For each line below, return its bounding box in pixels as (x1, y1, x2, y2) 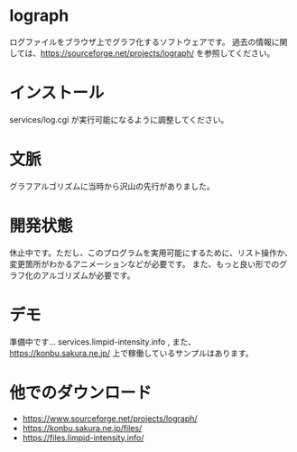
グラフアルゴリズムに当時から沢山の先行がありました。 (9, 180, 215, 191)
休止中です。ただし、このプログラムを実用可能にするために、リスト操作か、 (9, 247, 293, 258)
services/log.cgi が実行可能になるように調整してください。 (9, 114, 229, 125)
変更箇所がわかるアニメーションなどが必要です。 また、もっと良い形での (9, 258, 280, 269)
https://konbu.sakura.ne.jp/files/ (22, 422, 143, 433)
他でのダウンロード (9, 383, 153, 402)
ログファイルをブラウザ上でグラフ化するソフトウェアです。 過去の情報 (9, 36, 273, 47)
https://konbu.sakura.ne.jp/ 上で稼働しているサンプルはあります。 (9, 347, 254, 358)
